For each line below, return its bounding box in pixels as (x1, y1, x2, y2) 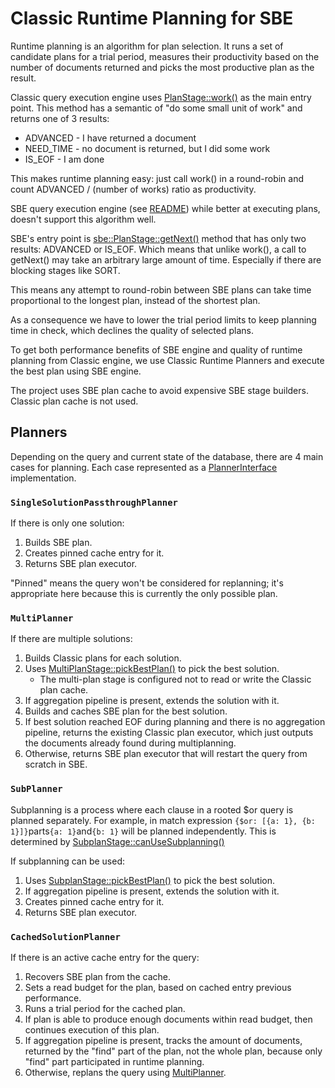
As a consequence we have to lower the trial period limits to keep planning (10, 313, 317, 326)
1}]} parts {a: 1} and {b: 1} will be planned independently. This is (10, 825, 277, 837)
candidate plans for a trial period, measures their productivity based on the (10, 50, 320, 62)
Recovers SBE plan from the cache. (24, 970, 172, 982)
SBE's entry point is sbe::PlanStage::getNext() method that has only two (10, 232, 307, 244)
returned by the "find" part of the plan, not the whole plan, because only (24, 1045, 323, 1057)
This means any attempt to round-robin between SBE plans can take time (10, 283, 312, 296)
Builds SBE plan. (24, 537, 93, 549)
